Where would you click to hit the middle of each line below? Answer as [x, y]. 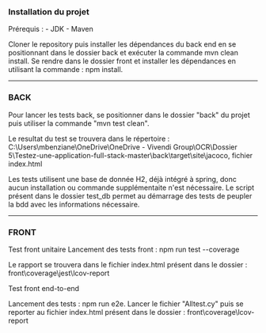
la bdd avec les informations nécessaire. [74, 204]
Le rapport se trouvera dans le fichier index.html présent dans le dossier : [128, 264]
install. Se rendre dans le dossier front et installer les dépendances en [122, 61]
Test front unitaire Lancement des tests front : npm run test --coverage [124, 249]
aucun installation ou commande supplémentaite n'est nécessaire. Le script [131, 187]
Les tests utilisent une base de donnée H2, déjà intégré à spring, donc [123, 179]
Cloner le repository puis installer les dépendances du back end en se [122, 44]
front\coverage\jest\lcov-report [59, 273]
